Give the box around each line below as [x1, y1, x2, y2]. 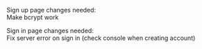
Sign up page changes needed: [6, 6, 96, 14]
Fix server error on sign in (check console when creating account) [6, 34, 196, 42]
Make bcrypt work [6, 13, 59, 21]
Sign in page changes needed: [6, 27, 94, 35]
